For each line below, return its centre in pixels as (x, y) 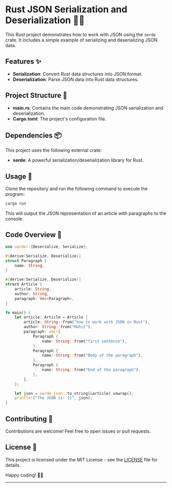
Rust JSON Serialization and (66, 9)
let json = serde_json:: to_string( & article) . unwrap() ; (74, 393)
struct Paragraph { (26, 261)
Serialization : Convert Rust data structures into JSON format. (78, 74)
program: (15, 194)
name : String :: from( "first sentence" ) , (84, 341)
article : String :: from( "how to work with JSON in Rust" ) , (87, 322)
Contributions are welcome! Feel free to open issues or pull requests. (78, 431)
